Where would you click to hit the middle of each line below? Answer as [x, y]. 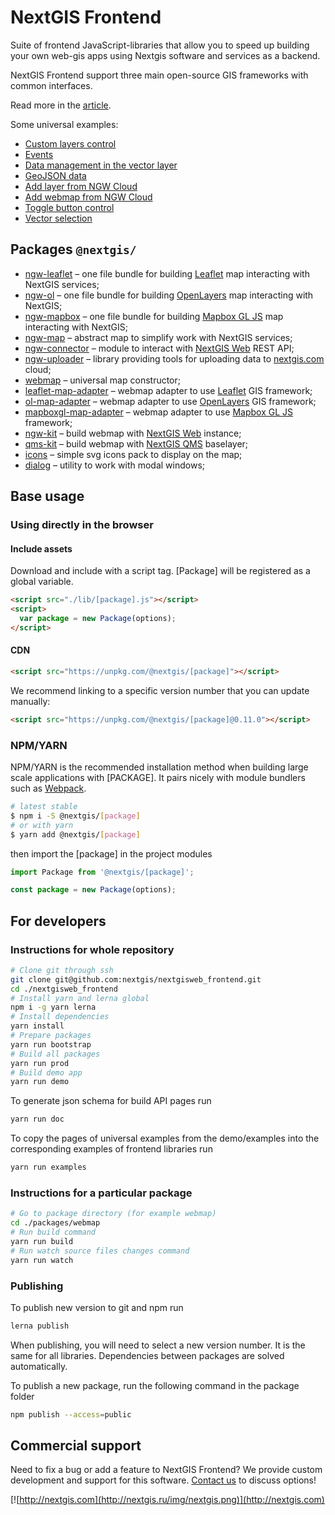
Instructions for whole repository [92, 949]
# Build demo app [46, 1072]
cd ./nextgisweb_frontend [64, 989]
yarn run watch [42, 1260]
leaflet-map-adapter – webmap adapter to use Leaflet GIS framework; [168, 390]
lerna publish [40, 1326]
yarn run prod [40, 1063]
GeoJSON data [55, 175]
